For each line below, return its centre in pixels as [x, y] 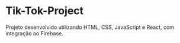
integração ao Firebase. [34, 33]
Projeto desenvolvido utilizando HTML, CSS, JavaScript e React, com [90, 27]
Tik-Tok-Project [45, 11]
